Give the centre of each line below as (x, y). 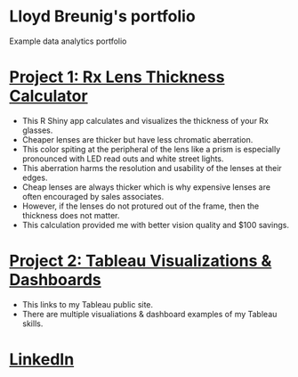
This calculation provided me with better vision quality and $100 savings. (155, 225)
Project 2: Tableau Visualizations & (141, 261)
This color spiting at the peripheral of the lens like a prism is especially (151, 149)
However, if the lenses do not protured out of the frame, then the (141, 206)
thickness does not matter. (71, 215)
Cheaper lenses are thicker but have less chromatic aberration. (137, 139)
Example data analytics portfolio (68, 41)
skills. (32, 324)
